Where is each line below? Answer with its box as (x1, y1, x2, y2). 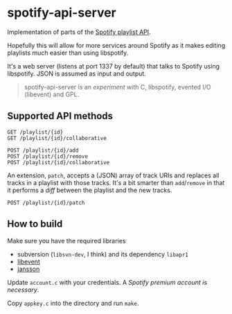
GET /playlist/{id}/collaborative (7, 134, 107, 141)
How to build (7, 218, 63, 230)
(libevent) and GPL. (24, 90, 80, 98)
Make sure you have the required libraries (7, 236, 126, 245)
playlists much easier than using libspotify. (7, 49, 129, 57)
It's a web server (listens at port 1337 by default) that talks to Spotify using (7, 62, 220, 70)
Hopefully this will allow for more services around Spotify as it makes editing (7, 41, 226, 49)
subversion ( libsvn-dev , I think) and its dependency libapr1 (17, 250, 188, 258)
